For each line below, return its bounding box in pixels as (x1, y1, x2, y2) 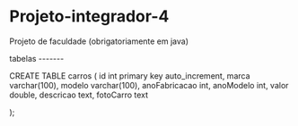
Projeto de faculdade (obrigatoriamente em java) (9, 36, 189, 46)
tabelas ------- (9, 53, 65, 63)
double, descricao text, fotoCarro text (9, 89, 149, 100)
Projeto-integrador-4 (9, 6, 170, 27)
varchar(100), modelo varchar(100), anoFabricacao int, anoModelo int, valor (9, 80, 289, 90)
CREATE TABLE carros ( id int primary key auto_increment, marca (9, 70, 250, 81)
